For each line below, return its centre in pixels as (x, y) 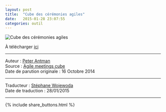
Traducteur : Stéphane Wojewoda (39, 85)
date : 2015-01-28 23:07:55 (35, 19)
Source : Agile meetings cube (35, 66)
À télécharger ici (22, 47)
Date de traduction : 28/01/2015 (37, 91)
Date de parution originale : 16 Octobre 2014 (50, 71)
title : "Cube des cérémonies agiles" (45, 14)
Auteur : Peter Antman (28, 61)
